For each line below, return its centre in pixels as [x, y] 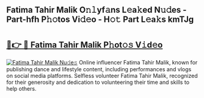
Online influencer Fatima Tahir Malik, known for [138, 62]
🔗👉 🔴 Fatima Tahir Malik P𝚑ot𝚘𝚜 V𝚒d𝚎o [85, 45]
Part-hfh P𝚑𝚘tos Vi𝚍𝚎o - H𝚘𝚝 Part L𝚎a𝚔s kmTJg [100, 20]
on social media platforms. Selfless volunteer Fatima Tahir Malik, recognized [102, 76]
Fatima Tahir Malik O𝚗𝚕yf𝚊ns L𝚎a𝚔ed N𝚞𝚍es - [97, 10]
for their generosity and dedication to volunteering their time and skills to [98, 82]
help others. [21, 89]
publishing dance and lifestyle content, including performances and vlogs [99, 69]
